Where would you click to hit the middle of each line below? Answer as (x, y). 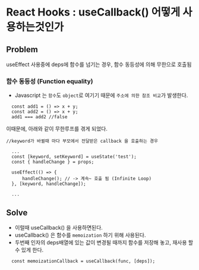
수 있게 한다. (29, 250)
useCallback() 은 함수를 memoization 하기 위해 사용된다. (80, 235)
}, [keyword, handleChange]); (49, 184)
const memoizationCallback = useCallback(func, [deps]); (83, 261)
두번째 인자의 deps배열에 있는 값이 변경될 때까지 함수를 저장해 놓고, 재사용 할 (104, 243)
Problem (22, 49)
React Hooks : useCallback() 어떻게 (93, 12)
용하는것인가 (35, 27)
